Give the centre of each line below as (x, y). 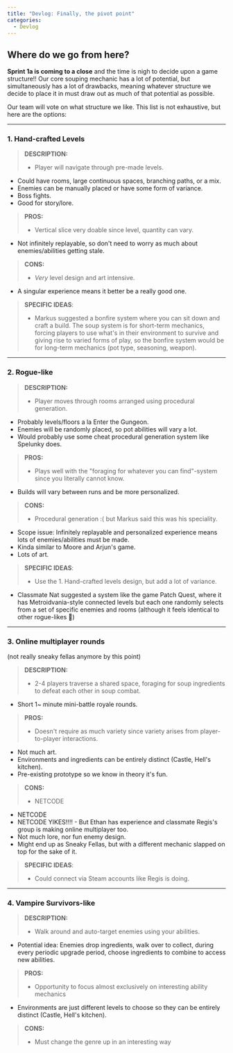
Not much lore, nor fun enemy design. (71, 837)
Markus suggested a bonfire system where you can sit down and (127, 318)
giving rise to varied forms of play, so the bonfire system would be (129, 341)
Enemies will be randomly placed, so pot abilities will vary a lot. (107, 429)
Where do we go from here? (68, 55)
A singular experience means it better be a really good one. (102, 291)
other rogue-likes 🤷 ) (46, 617)
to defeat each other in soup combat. (87, 691)
